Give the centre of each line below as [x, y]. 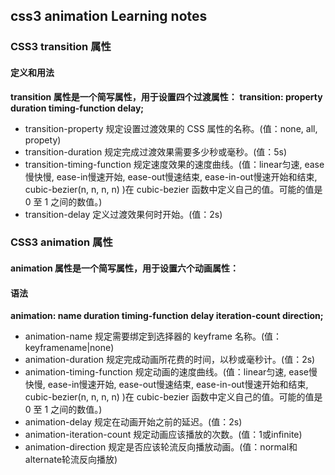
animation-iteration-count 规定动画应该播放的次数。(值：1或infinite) [163, 435]
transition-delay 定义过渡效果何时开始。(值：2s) [123, 214]
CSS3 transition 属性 [61, 47]
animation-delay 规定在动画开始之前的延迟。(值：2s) [133, 422]
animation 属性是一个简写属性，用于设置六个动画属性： [125, 268]
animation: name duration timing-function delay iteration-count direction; [167, 316]
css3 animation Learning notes [109, 16]
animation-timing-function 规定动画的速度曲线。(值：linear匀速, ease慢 [171, 372]
